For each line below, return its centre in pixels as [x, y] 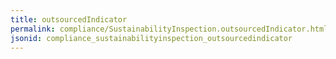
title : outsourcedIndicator [69, 19]
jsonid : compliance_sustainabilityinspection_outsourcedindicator [151, 38]
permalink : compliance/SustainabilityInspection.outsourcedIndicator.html [169, 29]
